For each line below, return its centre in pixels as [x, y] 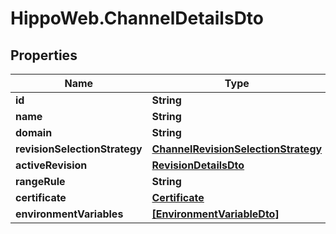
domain [34, 132]
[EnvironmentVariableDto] [215, 214]
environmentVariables [69, 214]
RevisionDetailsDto [198, 165]
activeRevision [51, 165]
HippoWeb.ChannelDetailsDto [137, 18]
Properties [44, 55]
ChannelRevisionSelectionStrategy [237, 149]
